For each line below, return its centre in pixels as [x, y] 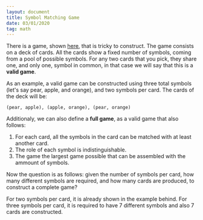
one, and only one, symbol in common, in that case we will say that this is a [100, 65]
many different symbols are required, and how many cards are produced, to [100, 181]
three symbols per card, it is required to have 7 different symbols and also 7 [100, 205]
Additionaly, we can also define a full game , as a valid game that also [92, 119]
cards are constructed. [35, 212]
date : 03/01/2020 [28, 23]
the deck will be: [27, 96]
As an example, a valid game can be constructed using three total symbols [99, 84]
